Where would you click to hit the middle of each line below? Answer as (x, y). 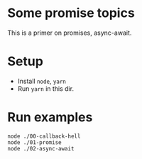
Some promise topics (71, 13)
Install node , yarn (42, 81)
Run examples (50, 117)
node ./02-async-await (41, 148)
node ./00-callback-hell (44, 136)
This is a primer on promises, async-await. (70, 33)
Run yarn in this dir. (46, 88)
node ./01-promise (34, 142)
